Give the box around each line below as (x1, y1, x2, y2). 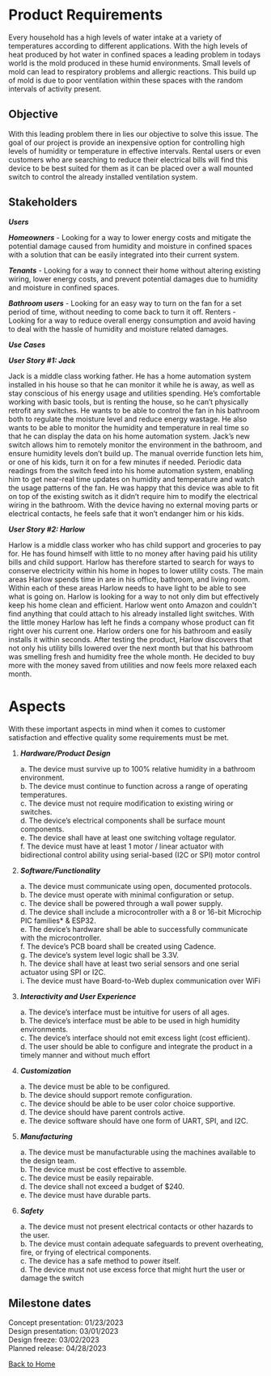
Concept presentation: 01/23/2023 (8, 1318, 124, 1327)
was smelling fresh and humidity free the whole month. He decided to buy (8, 651, 256, 661)
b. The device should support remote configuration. (19, 1090, 193, 1099)
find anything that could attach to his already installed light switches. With (8, 608, 255, 618)
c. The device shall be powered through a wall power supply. (19, 898, 223, 908)
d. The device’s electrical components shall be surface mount (19, 815, 226, 825)
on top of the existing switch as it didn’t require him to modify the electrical (8, 491, 258, 501)
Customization (19, 1065, 71, 1075)
